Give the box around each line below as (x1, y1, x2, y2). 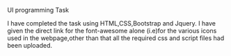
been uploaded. (7, 41, 53, 49)
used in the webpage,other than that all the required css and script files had (7, 34, 225, 42)
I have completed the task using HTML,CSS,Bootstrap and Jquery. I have (7, 19, 216, 27)
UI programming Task (7, 6, 70, 14)
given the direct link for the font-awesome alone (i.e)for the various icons (7, 27, 217, 35)
